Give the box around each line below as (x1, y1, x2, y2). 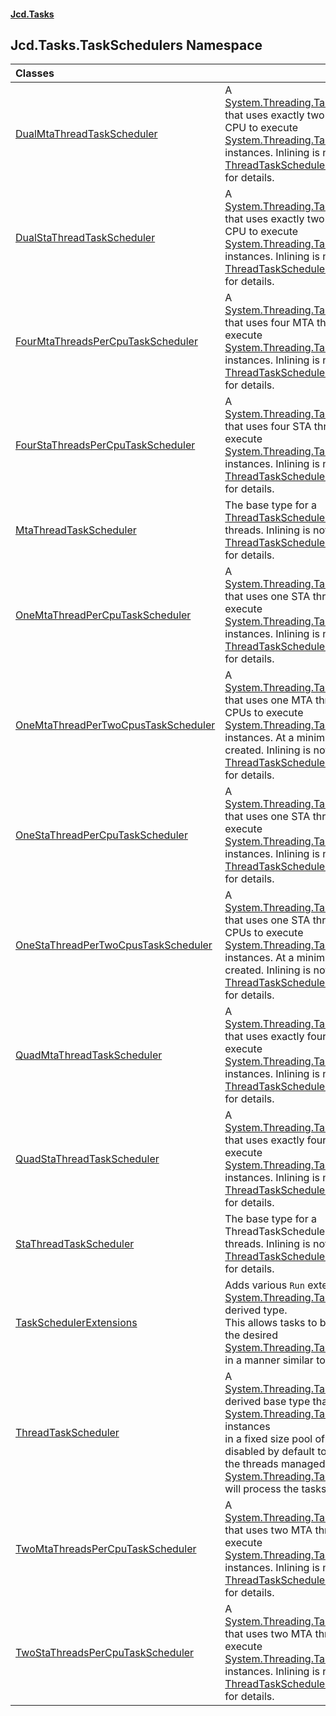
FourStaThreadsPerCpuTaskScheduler (15, 438, 196, 452)
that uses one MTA (224, 693, 313, 707)
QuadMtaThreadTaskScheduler (15, 1048, 163, 1062)
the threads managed (224, 1457, 326, 1471)
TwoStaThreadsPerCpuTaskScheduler (15, 1646, 195, 1660)
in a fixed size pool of (224, 1432, 325, 1446)
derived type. (224, 1303, 288, 1317)
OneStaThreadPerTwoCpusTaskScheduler (15, 938, 213, 952)
